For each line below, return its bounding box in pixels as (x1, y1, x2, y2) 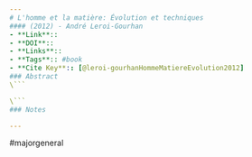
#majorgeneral (9, 137, 64, 149)
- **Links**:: (9, 47, 63, 56)
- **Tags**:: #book (9, 55, 83, 64)
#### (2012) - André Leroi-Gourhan (9, 22, 144, 31)
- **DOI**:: (9, 38, 54, 48)
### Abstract (9, 72, 59, 81)
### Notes (9, 105, 47, 114)
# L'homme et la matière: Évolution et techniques (9, 13, 204, 23)
